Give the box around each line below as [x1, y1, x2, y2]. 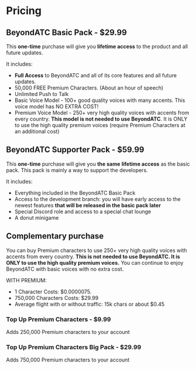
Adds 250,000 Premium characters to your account [6, 328, 130, 335]
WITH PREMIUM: [6, 276, 47, 283]
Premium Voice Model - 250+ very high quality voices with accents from [14, 110, 190, 116]
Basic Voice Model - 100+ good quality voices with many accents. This [14, 97, 185, 104]
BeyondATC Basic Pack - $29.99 [6, 28, 127, 37]
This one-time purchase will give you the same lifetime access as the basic [6, 160, 190, 168]
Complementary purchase [6, 231, 104, 241]
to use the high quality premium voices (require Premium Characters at [14, 122, 185, 128]
